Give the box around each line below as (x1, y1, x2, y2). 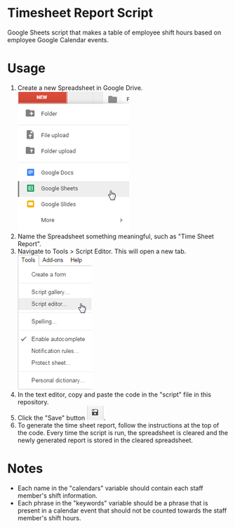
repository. (17, 397, 49, 406)
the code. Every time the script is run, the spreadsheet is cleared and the (17, 428, 229, 437)
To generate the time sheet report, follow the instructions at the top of (17, 420, 220, 430)
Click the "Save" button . (17, 413, 107, 422)
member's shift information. (17, 491, 98, 500)
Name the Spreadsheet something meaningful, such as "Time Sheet (17, 232, 214, 240)
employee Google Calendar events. (7, 35, 109, 44)
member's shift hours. (17, 513, 81, 522)
